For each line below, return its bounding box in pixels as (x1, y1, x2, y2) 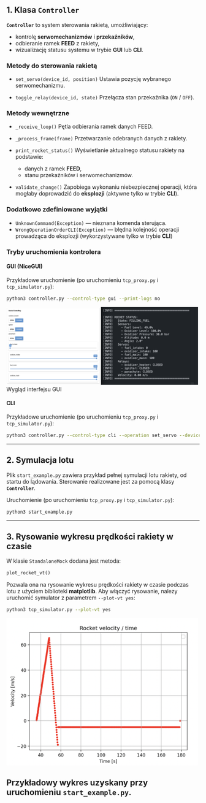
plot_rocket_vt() (6, 570, 51, 576)
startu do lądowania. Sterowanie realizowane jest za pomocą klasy (6, 478, 175, 485)
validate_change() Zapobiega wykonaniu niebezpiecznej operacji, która (15, 183, 197, 191)
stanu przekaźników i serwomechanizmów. (24, 172, 134, 179)
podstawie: (15, 153, 44, 161)
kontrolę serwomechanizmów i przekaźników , (15, 33, 135, 40)
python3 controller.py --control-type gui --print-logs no (6, 295, 161, 302)
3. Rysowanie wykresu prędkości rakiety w (6, 531, 174, 542)
